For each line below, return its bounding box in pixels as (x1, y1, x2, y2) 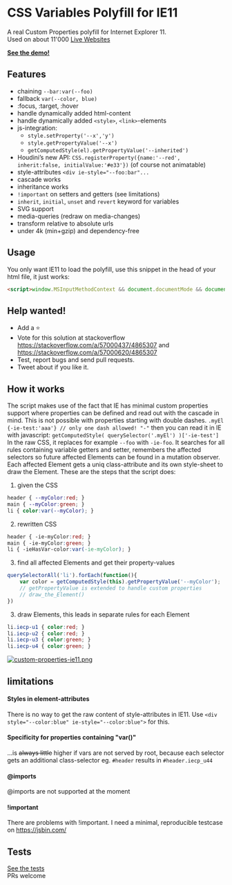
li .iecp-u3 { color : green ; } (7, 637, 91, 644)
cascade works (17, 175, 61, 183)
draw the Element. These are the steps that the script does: (7, 468, 176, 476)
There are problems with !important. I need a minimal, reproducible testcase (7, 819, 223, 827)
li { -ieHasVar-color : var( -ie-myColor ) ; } (7, 546, 131, 553)
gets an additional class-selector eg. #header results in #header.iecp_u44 (7, 756, 213, 764)
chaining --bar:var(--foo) (17, 86, 93, 95)
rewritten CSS (17, 520, 57, 528)
